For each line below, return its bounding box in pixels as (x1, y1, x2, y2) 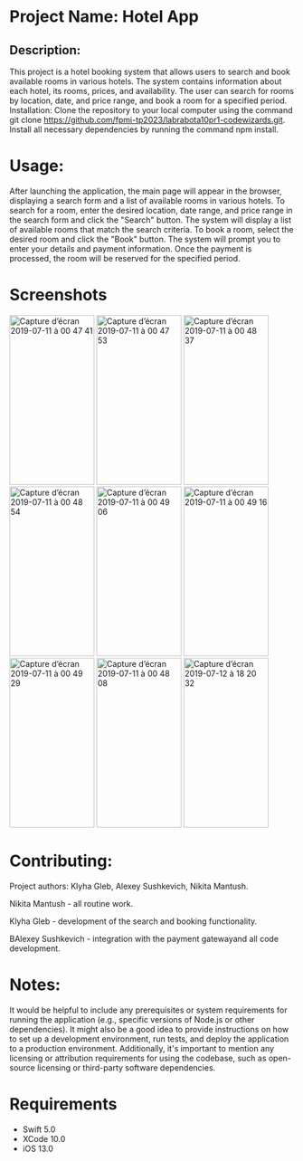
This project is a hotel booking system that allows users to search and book (9, 66, 291, 77)
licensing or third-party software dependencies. (37, 1061, 216, 1073)
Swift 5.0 (22, 1124, 56, 1135)
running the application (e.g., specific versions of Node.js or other (9, 1013, 255, 1024)
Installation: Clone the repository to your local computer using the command (9, 105, 293, 115)
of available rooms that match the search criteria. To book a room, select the (9, 224, 294, 234)
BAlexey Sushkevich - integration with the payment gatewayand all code (9, 933, 279, 944)
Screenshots (9, 285, 108, 305)
